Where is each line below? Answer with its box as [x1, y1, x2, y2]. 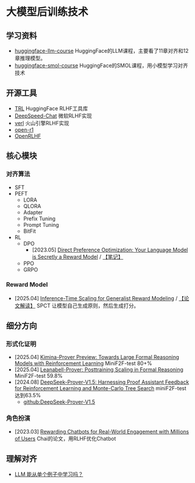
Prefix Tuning [23, 215, 56, 222]
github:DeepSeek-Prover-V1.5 [23, 398, 95, 405]
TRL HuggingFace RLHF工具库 [14, 105, 88, 112]
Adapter [23, 209, 43, 216]
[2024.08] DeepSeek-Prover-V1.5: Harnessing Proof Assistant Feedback [14, 378, 189, 385]
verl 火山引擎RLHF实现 [14, 119, 69, 126]
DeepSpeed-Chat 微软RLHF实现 [14, 112, 93, 119]
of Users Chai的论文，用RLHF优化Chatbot [14, 435, 116, 442]
